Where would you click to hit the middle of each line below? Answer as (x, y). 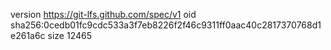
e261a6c (28, 35)
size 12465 (70, 35)
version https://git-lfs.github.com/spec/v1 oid (103, 14)
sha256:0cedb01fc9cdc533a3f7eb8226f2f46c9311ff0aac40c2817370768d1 (166, 25)
